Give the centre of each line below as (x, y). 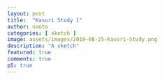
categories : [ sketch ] (42, 33)
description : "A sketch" (43, 46)
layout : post (26, 14)
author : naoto (28, 26)
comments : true (29, 59)
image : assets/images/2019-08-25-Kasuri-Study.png (82, 40)
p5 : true (20, 65)
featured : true (29, 53)
